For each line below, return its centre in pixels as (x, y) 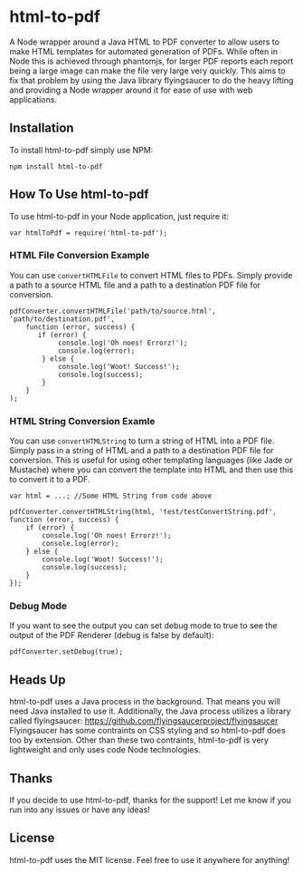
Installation (42, 128)
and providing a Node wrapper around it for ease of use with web (131, 90)
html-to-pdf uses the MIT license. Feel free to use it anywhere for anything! (150, 859)
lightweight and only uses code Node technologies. (105, 750)
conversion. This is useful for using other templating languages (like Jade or (151, 461)
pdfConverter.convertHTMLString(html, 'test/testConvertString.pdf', (143, 512)
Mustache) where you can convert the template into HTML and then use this (151, 470)
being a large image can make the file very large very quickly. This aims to (148, 71)
